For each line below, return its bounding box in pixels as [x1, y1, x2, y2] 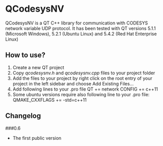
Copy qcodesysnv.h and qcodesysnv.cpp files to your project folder [12, 70, 155, 76]
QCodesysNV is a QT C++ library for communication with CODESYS [5, 20, 148, 26]
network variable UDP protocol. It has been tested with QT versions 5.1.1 [5, 25, 156, 31]
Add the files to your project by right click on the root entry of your [12, 75, 153, 81]
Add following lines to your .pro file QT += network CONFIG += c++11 [12, 86, 158, 92]
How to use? [5, 51, 46, 60]
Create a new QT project [12, 64, 65, 70]
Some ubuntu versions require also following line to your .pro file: [12, 91, 150, 97]
